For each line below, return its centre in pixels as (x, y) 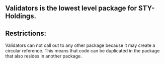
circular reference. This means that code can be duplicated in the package (82, 51)
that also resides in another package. (44, 56)
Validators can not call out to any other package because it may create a (80, 45)
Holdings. (21, 16)
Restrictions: (26, 33)
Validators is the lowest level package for (71, 8)
